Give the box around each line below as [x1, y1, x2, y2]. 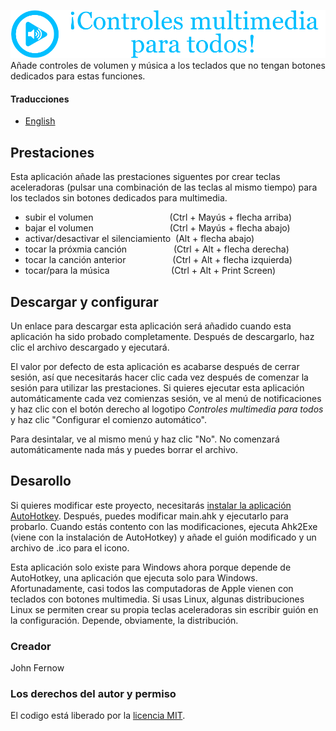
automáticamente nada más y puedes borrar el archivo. [10, 443, 239, 455]
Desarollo [10, 473, 72, 490]
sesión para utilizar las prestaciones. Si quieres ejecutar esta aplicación [10, 381, 305, 394]
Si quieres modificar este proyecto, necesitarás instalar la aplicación [10, 499, 292, 511]
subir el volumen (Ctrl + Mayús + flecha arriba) [24, 211, 293, 224]
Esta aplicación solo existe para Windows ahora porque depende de [10, 561, 292, 573]
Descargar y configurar [10, 293, 159, 310]
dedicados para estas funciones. [10, 70, 146, 82]
